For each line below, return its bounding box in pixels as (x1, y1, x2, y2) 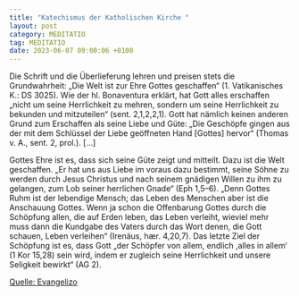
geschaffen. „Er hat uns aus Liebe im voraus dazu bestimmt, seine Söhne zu (9, 165, 289, 175)
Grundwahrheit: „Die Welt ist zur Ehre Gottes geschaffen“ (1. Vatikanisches (9, 80, 284, 91)
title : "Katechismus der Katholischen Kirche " (9, 13, 190, 22)
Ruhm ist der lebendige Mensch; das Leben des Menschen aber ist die (9, 193, 270, 204)
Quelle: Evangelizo (9, 276, 78, 287)
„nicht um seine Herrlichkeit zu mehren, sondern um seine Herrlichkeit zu (9, 99, 279, 110)
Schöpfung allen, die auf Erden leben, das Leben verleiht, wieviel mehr (9, 212, 270, 223)
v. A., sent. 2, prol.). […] (9, 138, 96, 148)
